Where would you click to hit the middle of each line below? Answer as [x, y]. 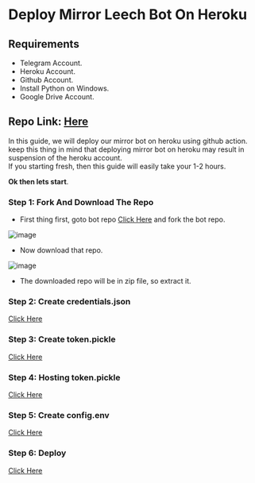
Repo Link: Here [48, 122]
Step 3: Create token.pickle [62, 339]
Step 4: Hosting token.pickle [64, 377]
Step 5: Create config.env [59, 415]
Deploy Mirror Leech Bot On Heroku [128, 15]
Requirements [44, 44]
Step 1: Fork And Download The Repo [81, 202]
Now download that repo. [61, 250]
